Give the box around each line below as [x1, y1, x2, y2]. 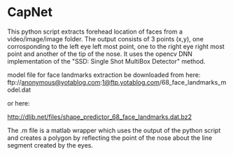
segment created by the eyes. [7, 141, 93, 149]
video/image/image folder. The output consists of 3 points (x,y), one [7, 34, 204, 43]
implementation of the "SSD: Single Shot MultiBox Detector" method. [7, 57, 206, 65]
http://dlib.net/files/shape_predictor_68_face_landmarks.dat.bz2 [7, 113, 192, 121]
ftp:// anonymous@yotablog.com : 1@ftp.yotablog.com [7, 78, 160, 86]
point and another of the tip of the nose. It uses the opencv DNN [7, 50, 192, 58]
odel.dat [7, 85, 31, 94]
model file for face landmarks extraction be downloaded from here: [7, 71, 201, 79]
